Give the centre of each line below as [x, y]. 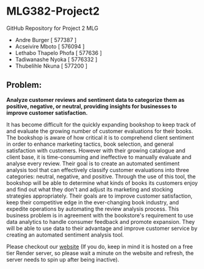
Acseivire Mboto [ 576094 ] [50, 46]
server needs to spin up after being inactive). [63, 259]
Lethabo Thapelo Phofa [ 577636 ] [58, 52]
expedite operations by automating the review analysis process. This [93, 209]
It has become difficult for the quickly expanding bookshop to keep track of [101, 124]
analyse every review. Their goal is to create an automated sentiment [93, 163]
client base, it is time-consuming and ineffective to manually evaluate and [99, 157]
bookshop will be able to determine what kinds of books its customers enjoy [102, 183]
